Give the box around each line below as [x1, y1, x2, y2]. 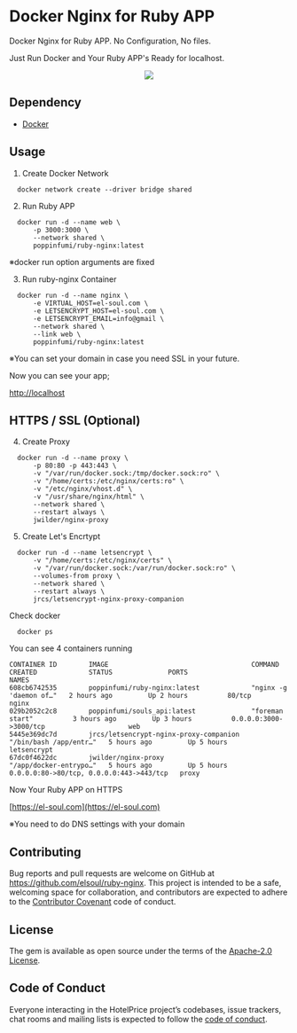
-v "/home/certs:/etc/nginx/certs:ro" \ [32, 477, 184, 486]
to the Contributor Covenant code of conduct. [9, 896, 176, 907]
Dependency [9, 95, 82, 110]
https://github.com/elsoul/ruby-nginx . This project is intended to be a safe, [9, 878, 282, 888]
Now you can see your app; [9, 370, 110, 380]
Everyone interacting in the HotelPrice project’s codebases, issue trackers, [9, 1004, 282, 1014]
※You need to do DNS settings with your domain [9, 818, 185, 830]
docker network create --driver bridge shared [17, 184, 192, 194]
